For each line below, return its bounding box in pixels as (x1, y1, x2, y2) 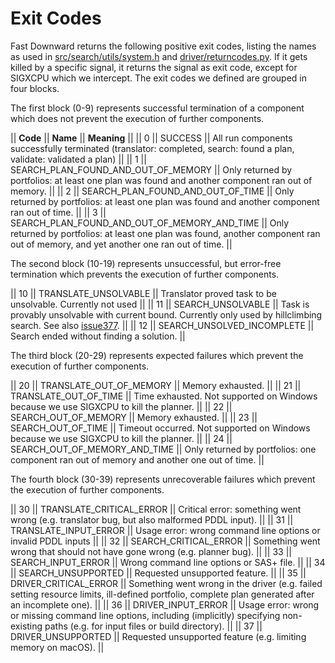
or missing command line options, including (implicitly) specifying (10, 609, 281, 621)
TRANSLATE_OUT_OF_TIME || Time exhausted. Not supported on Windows (10, 390, 318, 402)
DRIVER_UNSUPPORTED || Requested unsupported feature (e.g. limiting (10, 630, 307, 642)
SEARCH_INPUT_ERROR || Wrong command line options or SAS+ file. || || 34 (10, 556, 326, 568)
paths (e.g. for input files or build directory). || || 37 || (44, 620, 263, 632)
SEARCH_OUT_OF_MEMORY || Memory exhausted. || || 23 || (10, 411, 258, 423)
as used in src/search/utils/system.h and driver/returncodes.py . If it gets (10, 50, 308, 62)
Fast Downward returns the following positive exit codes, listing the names (10, 40, 317, 52)
